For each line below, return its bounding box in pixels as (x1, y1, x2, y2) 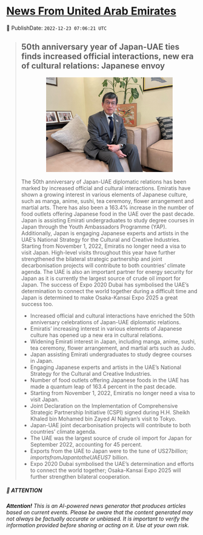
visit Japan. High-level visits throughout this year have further (21, 248, 176, 256)
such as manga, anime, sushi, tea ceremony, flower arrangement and (21, 197, 194, 204)
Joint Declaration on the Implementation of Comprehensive (30, 402, 178, 410)
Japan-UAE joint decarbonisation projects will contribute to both (30, 421, 191, 428)
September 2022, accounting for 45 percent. (30, 440, 142, 448)
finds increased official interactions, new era (21, 52, 194, 62)
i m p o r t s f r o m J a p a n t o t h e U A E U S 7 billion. (30, 453, 129, 461)
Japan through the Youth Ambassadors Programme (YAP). (21, 223, 167, 230)
